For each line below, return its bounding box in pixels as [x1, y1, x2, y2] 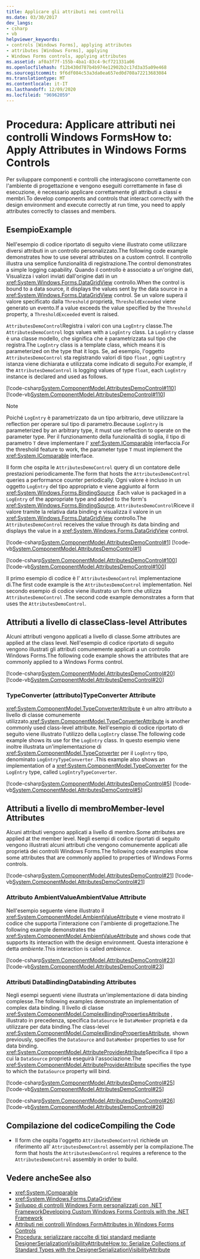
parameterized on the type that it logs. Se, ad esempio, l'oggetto [6, 347, 165, 354]
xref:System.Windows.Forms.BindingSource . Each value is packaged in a [6, 489, 186, 496]
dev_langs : [6, 20, 33, 26]
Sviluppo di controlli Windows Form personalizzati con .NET [14, 1202, 162, 1209]
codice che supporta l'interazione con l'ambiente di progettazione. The [6, 920, 179, 927]
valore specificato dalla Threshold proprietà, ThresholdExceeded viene [6, 298, 176, 305]
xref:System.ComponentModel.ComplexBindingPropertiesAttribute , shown [6, 1030, 189, 1037]
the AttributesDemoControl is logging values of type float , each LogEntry [6, 366, 187, 373]
